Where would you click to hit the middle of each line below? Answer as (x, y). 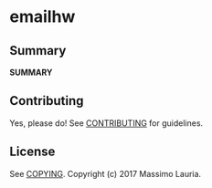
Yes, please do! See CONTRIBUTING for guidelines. (106, 123)
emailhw (42, 17)
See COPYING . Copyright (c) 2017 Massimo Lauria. (106, 173)
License (32, 152)
